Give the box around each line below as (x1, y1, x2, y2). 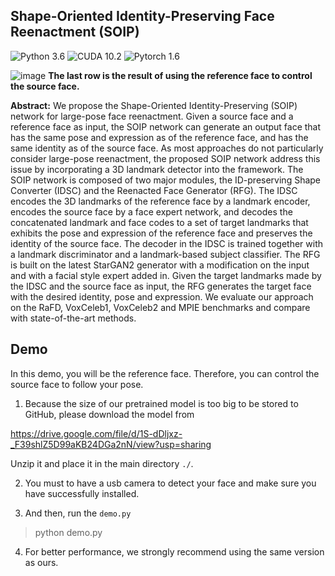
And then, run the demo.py (24, 507, 132, 519)
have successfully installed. (24, 487, 140, 499)
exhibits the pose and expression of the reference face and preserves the (10, 227, 313, 239)
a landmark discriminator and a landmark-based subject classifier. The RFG (10, 248, 321, 260)
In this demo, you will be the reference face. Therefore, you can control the (10, 367, 320, 379)
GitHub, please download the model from (24, 408, 195, 420)
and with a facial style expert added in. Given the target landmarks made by (10, 269, 322, 281)
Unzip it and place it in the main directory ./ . (10, 457, 194, 469)
